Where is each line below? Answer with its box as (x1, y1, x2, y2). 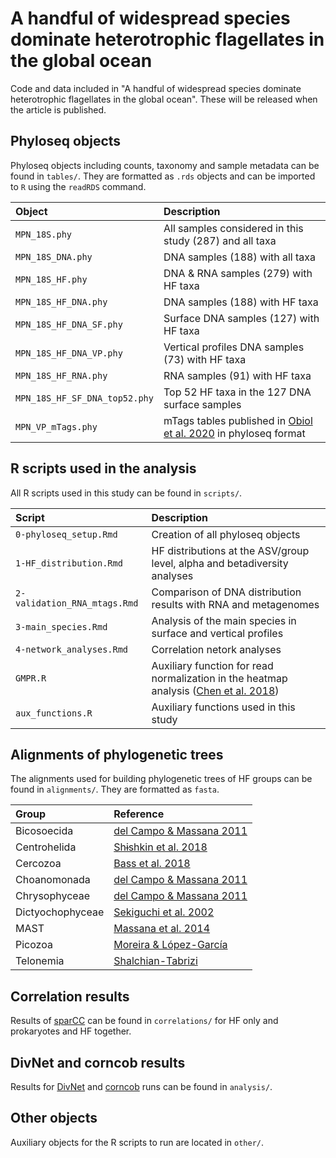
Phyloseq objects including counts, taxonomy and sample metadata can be (10, 159, 320, 171)
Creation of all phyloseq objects (151, 527, 301, 541)
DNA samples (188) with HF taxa (163, 295, 319, 309)
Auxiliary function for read (151, 658, 274, 672)
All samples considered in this (163, 221, 304, 235)
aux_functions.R (15, 707, 93, 719)
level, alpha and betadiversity (151, 556, 289, 570)
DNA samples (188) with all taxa (163, 250, 317, 264)
